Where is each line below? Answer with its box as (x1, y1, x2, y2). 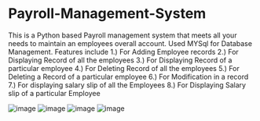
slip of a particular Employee (8, 88, 101, 98)
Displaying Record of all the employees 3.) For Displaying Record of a (8, 55, 233, 65)
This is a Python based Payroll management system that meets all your (8, 30, 237, 40)
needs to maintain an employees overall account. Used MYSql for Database (8, 38, 253, 48)
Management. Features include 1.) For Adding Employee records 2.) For (8, 47, 240, 56)
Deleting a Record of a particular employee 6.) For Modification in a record (8, 72, 249, 81)
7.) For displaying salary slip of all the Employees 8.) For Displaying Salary (8, 80, 246, 90)
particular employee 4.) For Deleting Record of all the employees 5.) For (8, 63, 240, 73)
